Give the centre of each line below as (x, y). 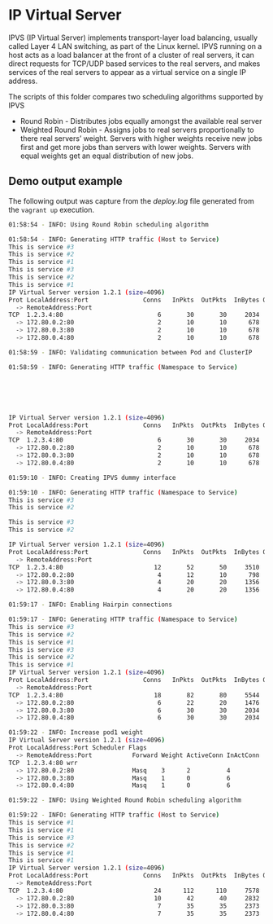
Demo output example (66, 181)
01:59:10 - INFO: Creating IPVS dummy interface (92, 477)
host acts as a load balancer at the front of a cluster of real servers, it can (131, 55)
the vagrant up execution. (52, 209)
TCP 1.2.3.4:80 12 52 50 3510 (134, 567)
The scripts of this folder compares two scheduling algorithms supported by (136, 96)
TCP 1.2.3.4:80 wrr (43, 763)
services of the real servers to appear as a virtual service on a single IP (127, 72)
